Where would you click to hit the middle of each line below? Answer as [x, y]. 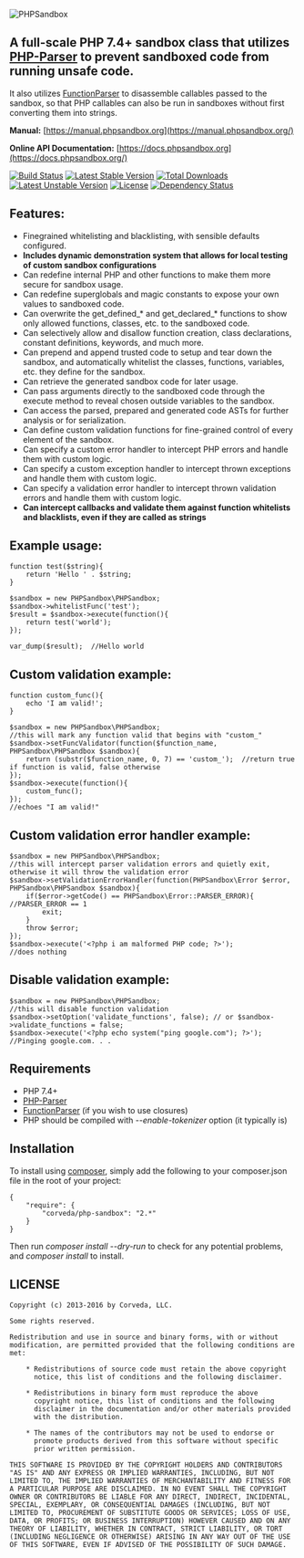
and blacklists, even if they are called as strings [114, 517]
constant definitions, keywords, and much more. [113, 342]
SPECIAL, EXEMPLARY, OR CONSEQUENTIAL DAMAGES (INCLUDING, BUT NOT [140, 1505]
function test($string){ [56, 567]
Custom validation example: [91, 674]
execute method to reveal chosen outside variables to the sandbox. [148, 401]
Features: [37, 214]
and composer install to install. [67, 1256]
